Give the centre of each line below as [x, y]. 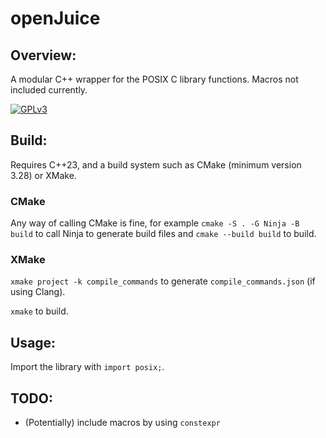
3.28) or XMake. [43, 175]
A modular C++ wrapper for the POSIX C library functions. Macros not [154, 79]
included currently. [49, 90]
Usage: [33, 342]
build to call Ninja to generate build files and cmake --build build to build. [163, 234]
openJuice [55, 18]
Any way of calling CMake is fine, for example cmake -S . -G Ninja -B [155, 223]
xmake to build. [39, 311]
